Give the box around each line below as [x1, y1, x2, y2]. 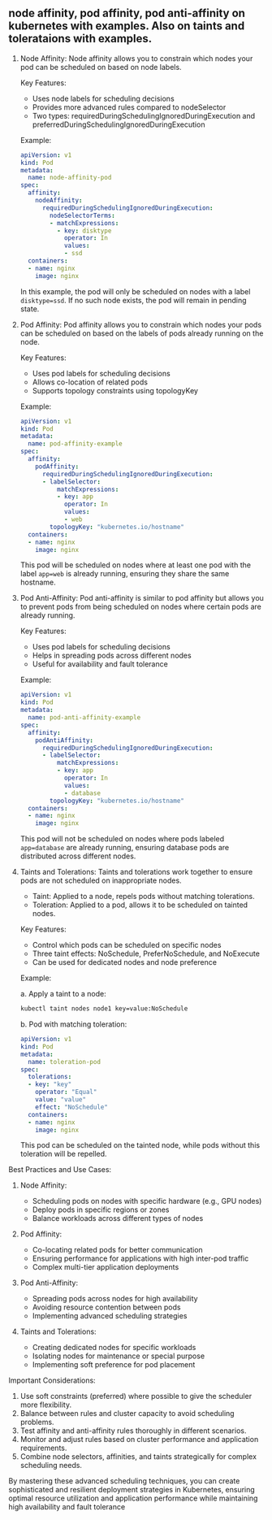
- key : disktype [56, 227, 112, 235]
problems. [19, 1418, 54, 1427]
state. [19, 304, 40, 314]
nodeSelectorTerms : [50, 211, 115, 219]
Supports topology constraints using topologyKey [32, 385, 199, 395]
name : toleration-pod [28, 1057, 101, 1066]
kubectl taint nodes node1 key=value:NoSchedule [19, 1005, 188, 1013]
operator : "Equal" [35, 1088, 97, 1097]
